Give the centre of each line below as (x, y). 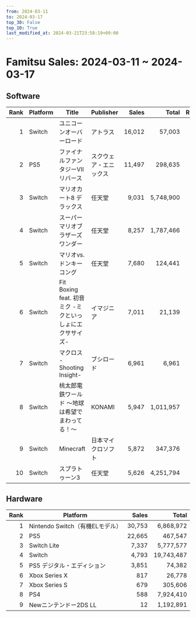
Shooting (71, 368)
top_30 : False (23, 22)
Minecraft (72, 449)
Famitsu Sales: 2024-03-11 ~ (78, 62)
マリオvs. (72, 255)
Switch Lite (44, 545)
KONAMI (103, 407)
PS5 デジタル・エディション (67, 566)
